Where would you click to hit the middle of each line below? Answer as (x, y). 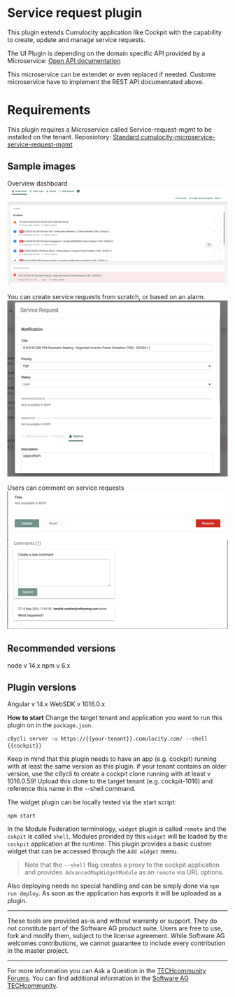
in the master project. (38, 951)
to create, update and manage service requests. (76, 39)
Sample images (42, 166)
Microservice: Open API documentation (64, 60)
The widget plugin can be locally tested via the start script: (92, 802)
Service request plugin (75, 13)
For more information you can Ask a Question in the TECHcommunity (107, 971)
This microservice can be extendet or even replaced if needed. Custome (112, 74)
